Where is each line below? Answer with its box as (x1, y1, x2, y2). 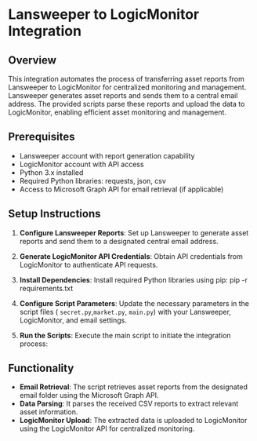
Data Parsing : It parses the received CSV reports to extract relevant (19, 399, 239, 409)
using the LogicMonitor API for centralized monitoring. (19, 424, 195, 433)
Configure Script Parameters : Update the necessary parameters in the (19, 298, 249, 308)
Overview (8, 53, 57, 67)
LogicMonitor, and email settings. (19, 315, 128, 325)
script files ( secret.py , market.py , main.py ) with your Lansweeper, (19, 307, 231, 316)
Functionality (8, 362, 74, 375)
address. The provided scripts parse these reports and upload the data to (8, 100, 245, 108)
